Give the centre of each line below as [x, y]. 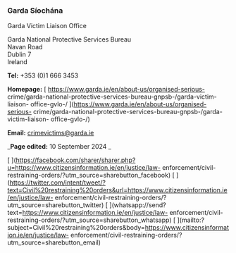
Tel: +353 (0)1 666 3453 [43, 75]
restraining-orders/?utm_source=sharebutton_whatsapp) [89, 220]
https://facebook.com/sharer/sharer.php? [76, 160]
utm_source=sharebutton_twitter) [56, 205]
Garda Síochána [35, 11]
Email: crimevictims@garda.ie [51, 133]
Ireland [18, 62]
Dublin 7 [19, 54]
